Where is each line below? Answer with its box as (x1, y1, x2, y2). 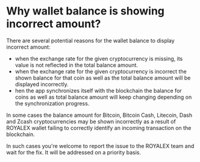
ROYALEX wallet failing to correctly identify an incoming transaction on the (6, 124, 192, 131)
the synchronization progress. (14, 99, 90, 107)
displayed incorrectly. (14, 80, 69, 88)
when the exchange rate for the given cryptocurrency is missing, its (14, 55, 183, 62)
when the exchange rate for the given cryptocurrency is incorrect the (14, 67, 187, 75)
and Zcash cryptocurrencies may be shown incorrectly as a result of (6, 117, 176, 125)
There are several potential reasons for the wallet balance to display (6, 37, 175, 44)
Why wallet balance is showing (6, 4, 164, 18)
